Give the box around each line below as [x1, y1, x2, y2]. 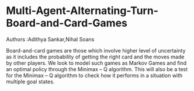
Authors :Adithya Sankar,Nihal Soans [6, 36, 95, 43]
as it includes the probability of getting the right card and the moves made [6, 53, 185, 60]
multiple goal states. [6, 78, 55, 85]
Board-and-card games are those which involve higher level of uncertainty [6, 47, 186, 54]
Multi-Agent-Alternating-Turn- [6, 4, 159, 17]
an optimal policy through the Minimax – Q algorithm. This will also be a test [6, 65, 188, 72]
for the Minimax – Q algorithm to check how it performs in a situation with [6, 72, 183, 79]
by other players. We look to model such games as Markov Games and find [6, 60, 187, 66]
